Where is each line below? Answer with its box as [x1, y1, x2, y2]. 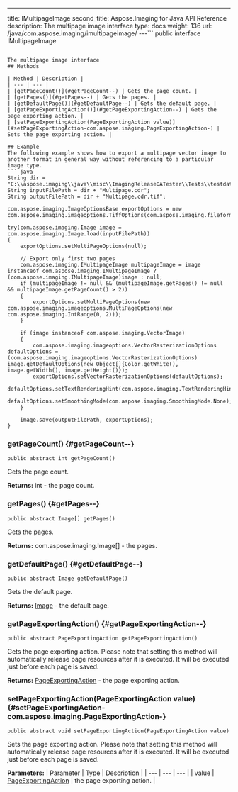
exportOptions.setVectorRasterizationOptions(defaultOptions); [33, 373, 223, 380]
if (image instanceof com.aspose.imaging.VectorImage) [20, 330, 186, 337]
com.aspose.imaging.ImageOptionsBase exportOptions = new [7, 206, 182, 213]
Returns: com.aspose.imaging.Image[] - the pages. [7, 541, 157, 550]
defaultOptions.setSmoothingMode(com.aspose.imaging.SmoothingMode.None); [7, 398, 233, 405]
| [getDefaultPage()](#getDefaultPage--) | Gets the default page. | [7, 100, 217, 107]
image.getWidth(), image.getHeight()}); [7, 367, 129, 374]
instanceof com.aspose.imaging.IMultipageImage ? [7, 267, 157, 274]
